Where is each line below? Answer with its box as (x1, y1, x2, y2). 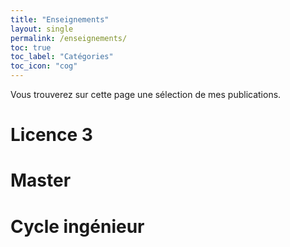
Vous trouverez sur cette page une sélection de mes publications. (10, 89, 282, 100)
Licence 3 (10, 124, 93, 146)
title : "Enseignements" (10, 14, 110, 25)
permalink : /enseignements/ (10, 33, 128, 43)
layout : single (10, 24, 74, 34)
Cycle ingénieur (10, 215, 145, 238)
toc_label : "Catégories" (10, 52, 114, 62)
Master (10, 169, 72, 192)
